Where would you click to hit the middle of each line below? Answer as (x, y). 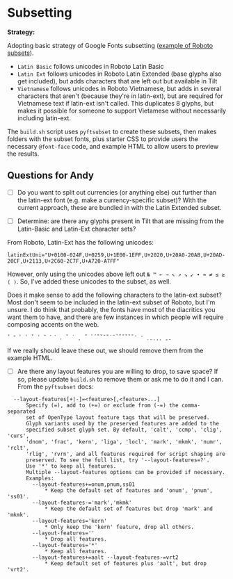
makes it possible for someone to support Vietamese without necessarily (122, 111)
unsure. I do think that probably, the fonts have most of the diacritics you (111, 309)
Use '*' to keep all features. (71, 466)
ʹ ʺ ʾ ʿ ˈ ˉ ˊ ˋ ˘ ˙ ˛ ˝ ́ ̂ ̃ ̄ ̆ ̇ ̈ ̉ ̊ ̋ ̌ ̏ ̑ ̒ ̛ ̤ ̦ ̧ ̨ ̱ (88, 337)
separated (22, 411)
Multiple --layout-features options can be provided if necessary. (126, 472)
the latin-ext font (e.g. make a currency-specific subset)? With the (112, 200)
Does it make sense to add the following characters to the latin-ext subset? (115, 295)
